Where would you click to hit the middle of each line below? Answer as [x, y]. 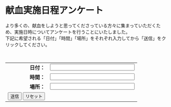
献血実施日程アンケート [54, 10]
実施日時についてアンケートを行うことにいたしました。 [72, 32]
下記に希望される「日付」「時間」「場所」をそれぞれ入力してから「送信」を [83, 38]
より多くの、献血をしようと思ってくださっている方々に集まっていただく [81, 25]
